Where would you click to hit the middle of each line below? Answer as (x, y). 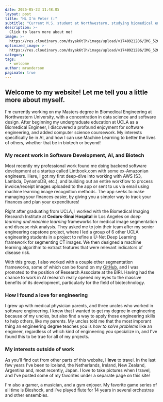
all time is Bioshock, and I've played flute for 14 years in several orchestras (80, 390)
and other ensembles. (27, 395)
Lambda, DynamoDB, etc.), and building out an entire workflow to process (79, 181)
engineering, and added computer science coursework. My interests (73, 132)
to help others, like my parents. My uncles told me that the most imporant (78, 321)
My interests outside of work (40, 349)
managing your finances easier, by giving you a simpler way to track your (78, 197)
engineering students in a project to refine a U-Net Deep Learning (71, 237)
